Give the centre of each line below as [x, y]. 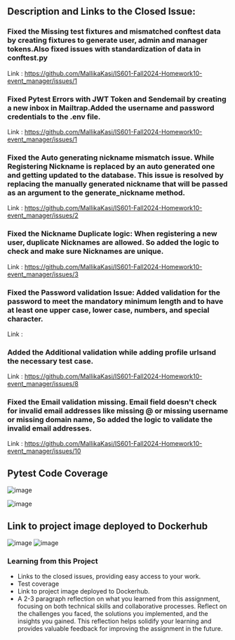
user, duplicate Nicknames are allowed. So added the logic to [113, 243]
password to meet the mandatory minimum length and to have [115, 301]
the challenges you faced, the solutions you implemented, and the [113, 614]
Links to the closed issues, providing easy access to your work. [109, 577]
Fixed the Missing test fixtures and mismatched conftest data [114, 32]
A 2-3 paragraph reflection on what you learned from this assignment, [119, 599]
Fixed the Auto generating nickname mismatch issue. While [111, 158]
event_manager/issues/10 [44, 451]
